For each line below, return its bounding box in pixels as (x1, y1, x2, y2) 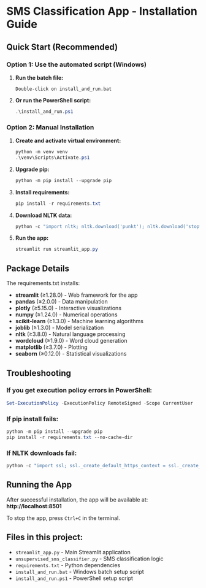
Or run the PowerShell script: (15, 96, 91, 104)
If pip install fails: (6, 414, 59, 423)
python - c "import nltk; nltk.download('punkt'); (15, 223, 145, 229)
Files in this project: (6, 532, 83, 543)
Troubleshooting (6, 368, 72, 378)
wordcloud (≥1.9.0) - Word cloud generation (15, 337, 128, 345)
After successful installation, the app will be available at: (6, 495, 148, 503)
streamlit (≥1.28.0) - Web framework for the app (15, 291, 138, 299)
